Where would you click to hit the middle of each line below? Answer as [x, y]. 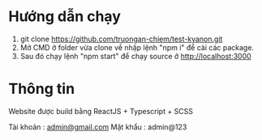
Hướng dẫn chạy [65, 17]
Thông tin [42, 89]
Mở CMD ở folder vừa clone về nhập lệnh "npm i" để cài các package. [137, 47]
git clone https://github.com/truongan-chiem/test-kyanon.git [121, 39]
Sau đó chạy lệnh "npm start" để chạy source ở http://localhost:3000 [135, 56]
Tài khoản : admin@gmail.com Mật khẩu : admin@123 [98, 127]
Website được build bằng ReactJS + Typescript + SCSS [101, 111]
